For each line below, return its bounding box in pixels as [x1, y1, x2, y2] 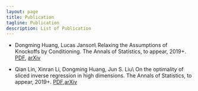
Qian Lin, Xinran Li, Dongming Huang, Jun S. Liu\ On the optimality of [14, 66, 184, 73]
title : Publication [6, 14, 55, 20]
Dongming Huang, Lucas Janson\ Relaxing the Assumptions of [14, 42, 168, 49]
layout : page [6, 8, 39, 15]
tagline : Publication [6, 20, 60, 26]
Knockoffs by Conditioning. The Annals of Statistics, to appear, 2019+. [14, 48, 187, 55]
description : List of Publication [6, 25, 92, 32]
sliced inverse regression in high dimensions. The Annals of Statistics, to [14, 72, 192, 79]
